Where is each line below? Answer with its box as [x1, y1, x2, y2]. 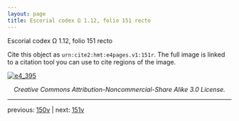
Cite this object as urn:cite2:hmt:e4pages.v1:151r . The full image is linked [7, 50, 225, 59]
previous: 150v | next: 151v [7, 105, 85, 114]
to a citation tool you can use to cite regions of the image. [7, 57, 176, 66]
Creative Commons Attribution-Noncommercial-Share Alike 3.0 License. [14, 85, 225, 93]
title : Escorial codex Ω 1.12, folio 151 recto [7, 17, 152, 24]
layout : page [7, 10, 46, 18]
